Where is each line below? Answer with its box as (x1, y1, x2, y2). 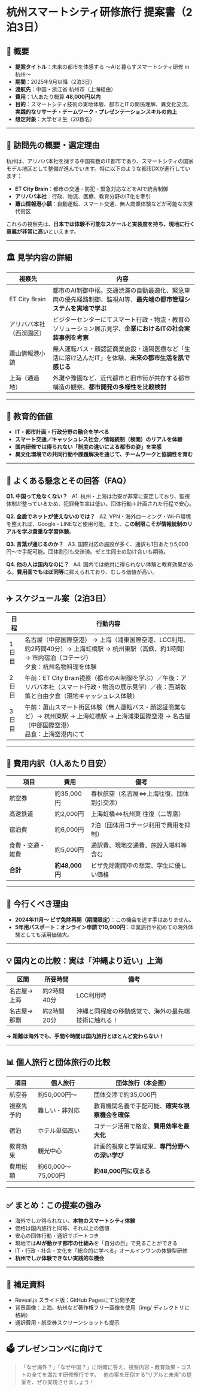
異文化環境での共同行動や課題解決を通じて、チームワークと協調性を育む (14, 450, 193, 458)
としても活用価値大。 (20, 931, 73, 938)
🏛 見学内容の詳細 (6, 253, 72, 263)
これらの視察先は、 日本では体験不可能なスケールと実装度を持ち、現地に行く (6, 220, 195, 228)
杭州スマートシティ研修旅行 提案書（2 (6, 5, 193, 19)
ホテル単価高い (38, 1127, 80, 1135)
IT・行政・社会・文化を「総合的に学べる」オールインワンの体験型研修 (14, 1247, 188, 1254)
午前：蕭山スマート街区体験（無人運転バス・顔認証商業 (25, 703, 181, 712)
